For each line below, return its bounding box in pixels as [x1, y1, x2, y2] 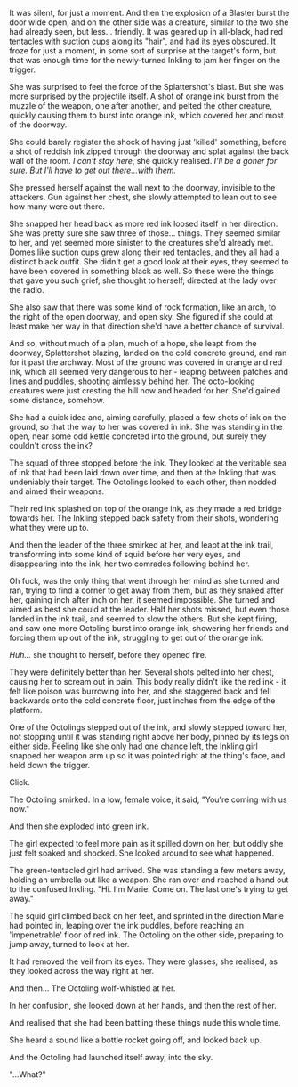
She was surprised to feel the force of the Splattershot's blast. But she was [9, 82, 285, 92]
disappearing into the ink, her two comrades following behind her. [9, 558, 251, 569]
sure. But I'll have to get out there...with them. [9, 165, 176, 175]
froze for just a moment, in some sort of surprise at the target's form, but [9, 45, 276, 56]
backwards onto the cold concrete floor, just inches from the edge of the [9, 695, 276, 706]
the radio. [9, 285, 44, 295]
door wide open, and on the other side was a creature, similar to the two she [9, 17, 289, 28]
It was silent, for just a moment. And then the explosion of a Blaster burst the [9, 8, 290, 18]
